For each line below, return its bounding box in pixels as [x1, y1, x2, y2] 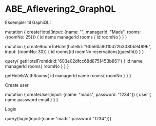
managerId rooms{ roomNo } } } [5, 63, 69, 69]
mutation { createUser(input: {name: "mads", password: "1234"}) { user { [5, 91, 151, 97]
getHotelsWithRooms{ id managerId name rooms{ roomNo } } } [5, 72, 132, 78]
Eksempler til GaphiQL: [5, 19, 51, 25]
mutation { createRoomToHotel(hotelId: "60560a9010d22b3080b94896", [5, 43, 152, 49]
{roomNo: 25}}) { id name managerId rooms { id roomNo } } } [5, 34, 127, 40]
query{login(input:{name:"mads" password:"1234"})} [5, 115, 112, 121]
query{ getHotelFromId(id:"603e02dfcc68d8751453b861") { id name [5, 58, 143, 64]
